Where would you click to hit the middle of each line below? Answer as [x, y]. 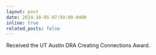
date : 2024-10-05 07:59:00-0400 [46, 17]
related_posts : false [33, 28]
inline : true [22, 23]
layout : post [22, 12]
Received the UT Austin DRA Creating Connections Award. [78, 45]
